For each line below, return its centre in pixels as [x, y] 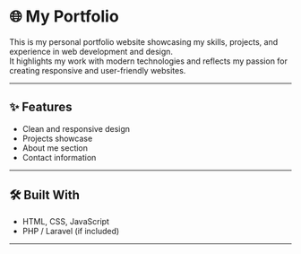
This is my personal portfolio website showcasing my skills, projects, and [144, 41]
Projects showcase [57, 138]
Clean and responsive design [76, 128]
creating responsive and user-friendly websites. [98, 70]
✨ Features [41, 107]
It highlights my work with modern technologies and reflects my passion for [149, 61]
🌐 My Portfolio [64, 17]
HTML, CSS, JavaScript [66, 221]
